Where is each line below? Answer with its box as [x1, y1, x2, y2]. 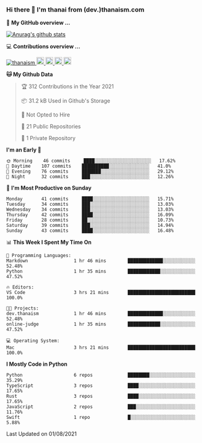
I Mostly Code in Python [6, 360, 68, 368]
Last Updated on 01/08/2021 [6, 430, 77, 438]
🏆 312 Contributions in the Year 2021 [21, 83, 115, 90]
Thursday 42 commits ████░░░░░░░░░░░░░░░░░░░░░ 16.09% [6, 212, 174, 218]
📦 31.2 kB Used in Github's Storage [21, 97, 110, 104]
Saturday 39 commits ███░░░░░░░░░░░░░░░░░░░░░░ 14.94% [6, 223, 174, 229]
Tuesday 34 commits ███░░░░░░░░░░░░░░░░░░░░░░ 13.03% [6, 202, 174, 208]
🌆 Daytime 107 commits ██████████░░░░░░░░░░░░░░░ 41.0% [6, 163, 171, 170]
